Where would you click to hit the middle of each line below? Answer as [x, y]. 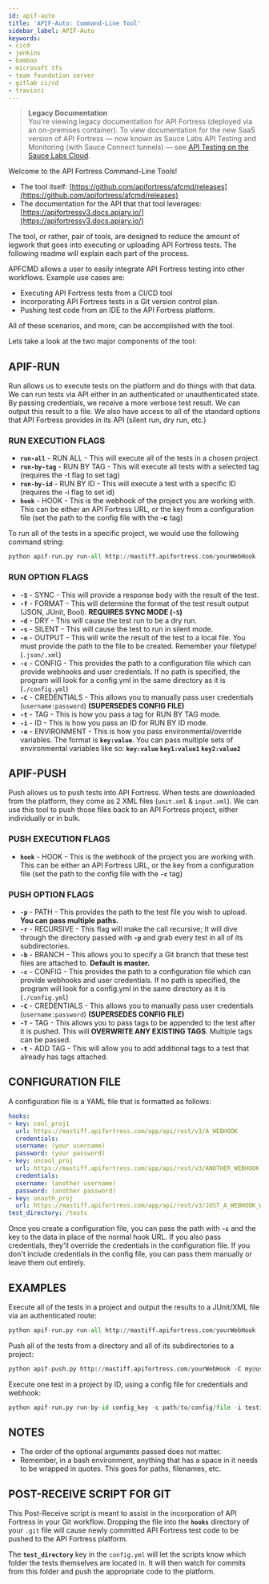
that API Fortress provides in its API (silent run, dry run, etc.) [107, 420]
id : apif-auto [32, 16]
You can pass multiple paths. [69, 920]
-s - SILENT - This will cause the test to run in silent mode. [116, 629]
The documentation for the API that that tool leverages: [110, 204]
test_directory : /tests [48, 1213]
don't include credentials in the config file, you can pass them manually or [130, 1254]
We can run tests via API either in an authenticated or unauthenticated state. [134, 395]
